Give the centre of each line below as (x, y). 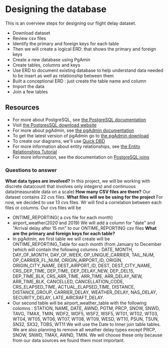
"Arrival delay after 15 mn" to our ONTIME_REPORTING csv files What (85, 228)
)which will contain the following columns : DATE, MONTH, (73, 249)
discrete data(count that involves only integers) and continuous (71, 187)
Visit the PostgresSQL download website (54, 125)
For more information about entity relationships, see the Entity (76, 146)
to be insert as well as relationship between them (63, 75)
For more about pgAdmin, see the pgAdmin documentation (73, 130)
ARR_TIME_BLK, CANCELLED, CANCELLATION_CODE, (68, 282)
